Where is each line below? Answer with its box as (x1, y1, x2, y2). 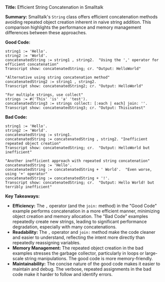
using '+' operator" (5, 171, 48, 176)
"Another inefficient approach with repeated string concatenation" (5, 158, 150, 163)
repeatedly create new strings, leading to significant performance (12, 218, 147, 224)
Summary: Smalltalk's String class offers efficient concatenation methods (5, 14, 158, 19)
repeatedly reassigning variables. (12, 240, 81, 245)
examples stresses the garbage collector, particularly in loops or (12, 250, 144, 256)
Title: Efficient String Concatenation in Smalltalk (5, 4, 103, 10)
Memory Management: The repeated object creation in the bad (12, 245, 143, 251)
